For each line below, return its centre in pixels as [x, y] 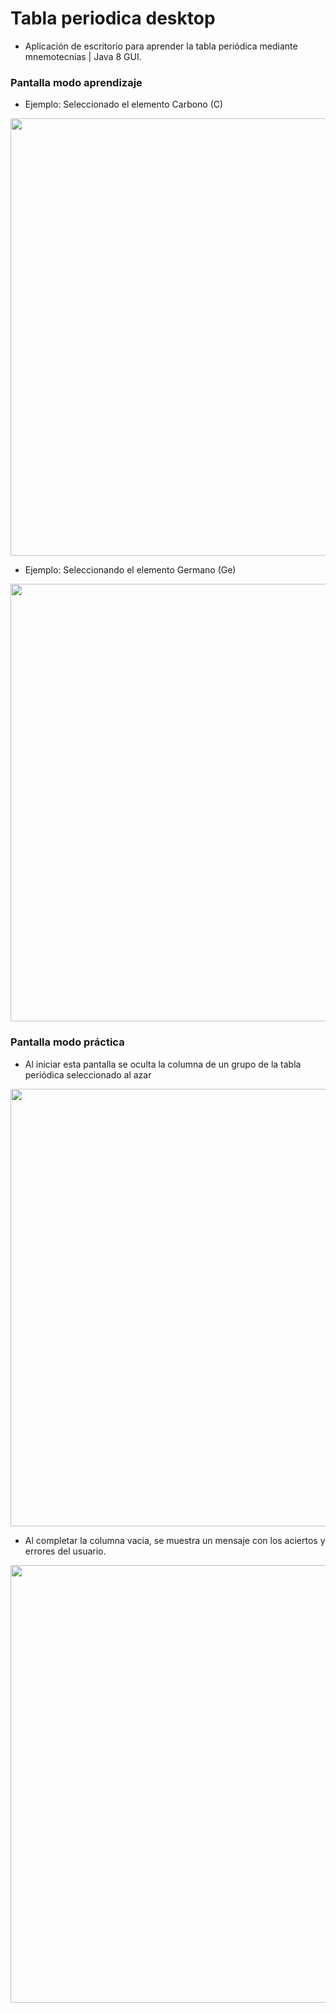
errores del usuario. [65, 1551]
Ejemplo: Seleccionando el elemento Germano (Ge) [130, 570]
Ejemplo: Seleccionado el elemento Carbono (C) [124, 104]
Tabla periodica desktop [113, 18]
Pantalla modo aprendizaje [76, 82]
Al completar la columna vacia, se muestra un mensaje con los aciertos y [175, 1540]
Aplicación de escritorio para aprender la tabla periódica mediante [161, 46]
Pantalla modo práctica [67, 1042]
